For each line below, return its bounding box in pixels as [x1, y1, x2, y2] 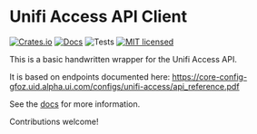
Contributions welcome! [9, 116, 99, 127]
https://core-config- [172, 71, 248, 82]
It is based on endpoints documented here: [9, 71, 171, 82]
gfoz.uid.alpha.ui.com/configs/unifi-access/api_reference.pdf [9, 81, 240, 91]
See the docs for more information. [9, 98, 141, 110]
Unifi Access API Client [9, 6, 188, 27]
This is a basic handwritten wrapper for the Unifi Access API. [9, 53, 238, 64]
